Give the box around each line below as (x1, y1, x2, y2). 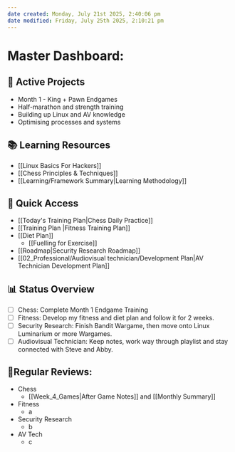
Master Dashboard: (7, 48, 125, 64)
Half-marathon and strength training (17, 103, 124, 111)
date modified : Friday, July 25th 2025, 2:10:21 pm (7, 17, 164, 24)
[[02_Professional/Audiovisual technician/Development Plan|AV (17, 254, 204, 263)
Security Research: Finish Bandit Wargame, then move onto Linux (17, 322, 210, 330)
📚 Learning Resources (7, 139, 111, 151)
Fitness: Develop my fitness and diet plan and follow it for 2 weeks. (17, 314, 215, 322)
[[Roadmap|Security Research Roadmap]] (17, 246, 141, 255)
